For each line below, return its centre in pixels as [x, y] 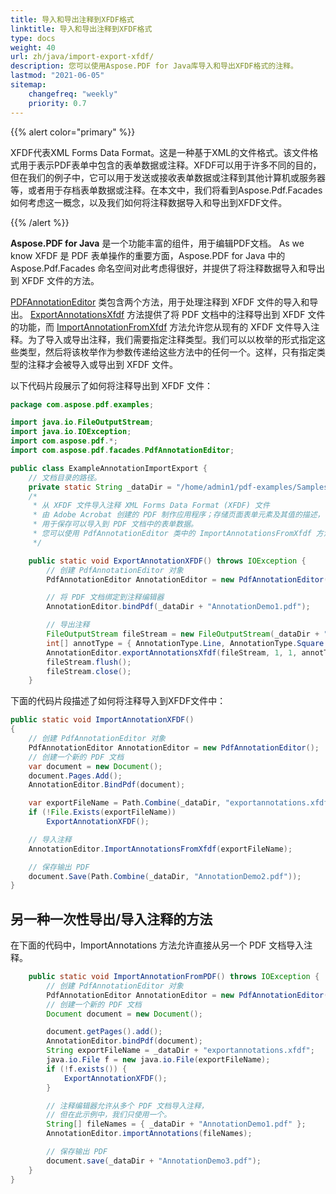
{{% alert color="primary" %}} [73, 132]
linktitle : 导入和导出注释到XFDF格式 [81, 29]
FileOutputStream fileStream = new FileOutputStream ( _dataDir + [183, 634]
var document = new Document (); [95, 766]
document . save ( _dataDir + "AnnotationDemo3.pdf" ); [154, 1161]
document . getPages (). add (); [104, 1032]
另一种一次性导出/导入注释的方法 [111, 919]
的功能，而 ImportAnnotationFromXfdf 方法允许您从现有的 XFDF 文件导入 [161, 327]
